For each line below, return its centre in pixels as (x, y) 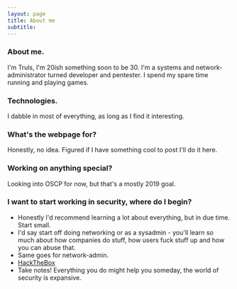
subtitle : (22, 27)
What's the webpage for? (52, 134)
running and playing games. (48, 82)
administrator (27, 74)
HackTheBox (36, 262)
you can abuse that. (46, 247)
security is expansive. (49, 278)
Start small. (34, 225)
